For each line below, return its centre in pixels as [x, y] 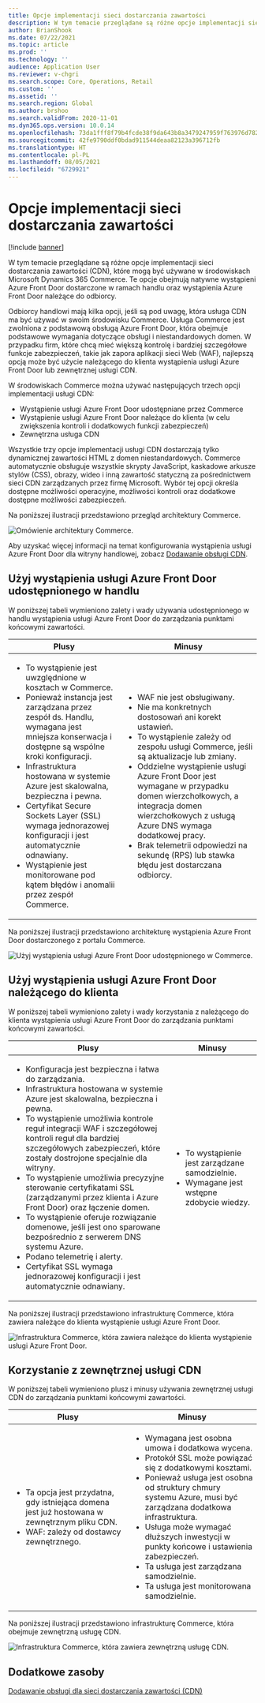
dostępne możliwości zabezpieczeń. [67, 500]
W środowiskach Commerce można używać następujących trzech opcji [124, 385]
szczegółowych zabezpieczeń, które [93, 1147]
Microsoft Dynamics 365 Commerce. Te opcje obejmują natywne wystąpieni [132, 279]
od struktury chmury [183, 1488]
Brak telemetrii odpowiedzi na [192, 845]
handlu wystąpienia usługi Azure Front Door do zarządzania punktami [121, 618]
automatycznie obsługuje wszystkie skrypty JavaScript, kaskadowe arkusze [132, 466]
